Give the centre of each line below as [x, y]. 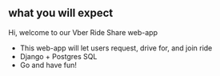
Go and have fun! [48, 65]
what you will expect [61, 13]
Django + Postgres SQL [58, 56]
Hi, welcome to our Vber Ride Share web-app [83, 32]
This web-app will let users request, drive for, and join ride [116, 48]
